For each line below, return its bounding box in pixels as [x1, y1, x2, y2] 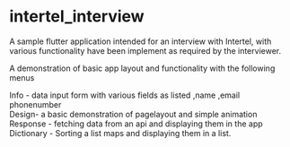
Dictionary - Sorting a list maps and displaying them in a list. [9, 127, 232, 138]
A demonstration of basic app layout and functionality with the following [9, 63, 276, 73]
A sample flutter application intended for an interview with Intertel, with [9, 36, 272, 47]
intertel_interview [9, 6, 145, 27]
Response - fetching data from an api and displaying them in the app [9, 118, 263, 129]
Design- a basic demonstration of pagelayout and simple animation [9, 108, 258, 119]
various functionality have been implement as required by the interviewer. [9, 45, 281, 56]
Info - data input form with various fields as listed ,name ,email [9, 90, 241, 100]
